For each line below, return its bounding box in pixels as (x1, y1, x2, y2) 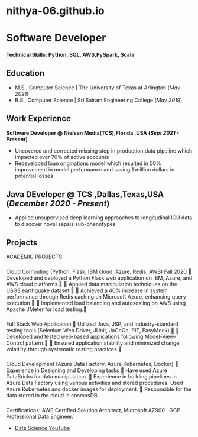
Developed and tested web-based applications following (6, 333, 144, 341)
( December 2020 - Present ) (6, 198, 110, 208)
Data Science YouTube (14, 424, 70, 431)
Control (6, 339, 25, 347)
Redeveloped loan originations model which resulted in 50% (14, 160, 161, 167)
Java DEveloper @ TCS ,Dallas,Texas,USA (6, 189, 164, 199)
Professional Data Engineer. (6, 413, 74, 420)
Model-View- (144, 333, 177, 341)
